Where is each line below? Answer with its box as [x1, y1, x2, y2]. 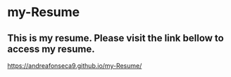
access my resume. [7, 43, 95, 55]
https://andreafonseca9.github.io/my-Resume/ [7, 62, 142, 70]
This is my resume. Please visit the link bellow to [7, 32, 224, 44]
